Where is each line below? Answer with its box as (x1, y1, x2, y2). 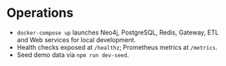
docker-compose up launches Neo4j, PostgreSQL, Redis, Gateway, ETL (16, 28, 219, 37)
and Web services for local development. (16, 35, 137, 44)
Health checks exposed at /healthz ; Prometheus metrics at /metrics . (16, 43, 218, 51)
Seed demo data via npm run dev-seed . (16, 51, 130, 59)
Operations (6, 5, 74, 21)
